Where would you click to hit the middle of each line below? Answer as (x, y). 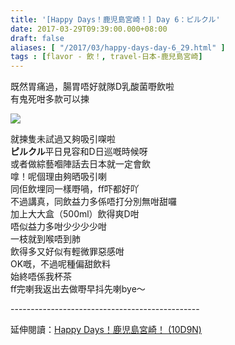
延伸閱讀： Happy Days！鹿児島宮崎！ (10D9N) (106, 330)
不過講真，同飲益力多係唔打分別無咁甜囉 (93, 202)
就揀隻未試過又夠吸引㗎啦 (63, 139)
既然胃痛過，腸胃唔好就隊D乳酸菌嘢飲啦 (92, 87)
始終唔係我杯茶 (41, 277)
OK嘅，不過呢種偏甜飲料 (61, 264)
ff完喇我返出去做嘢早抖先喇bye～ (78, 289)
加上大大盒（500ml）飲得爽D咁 (75, 214)
